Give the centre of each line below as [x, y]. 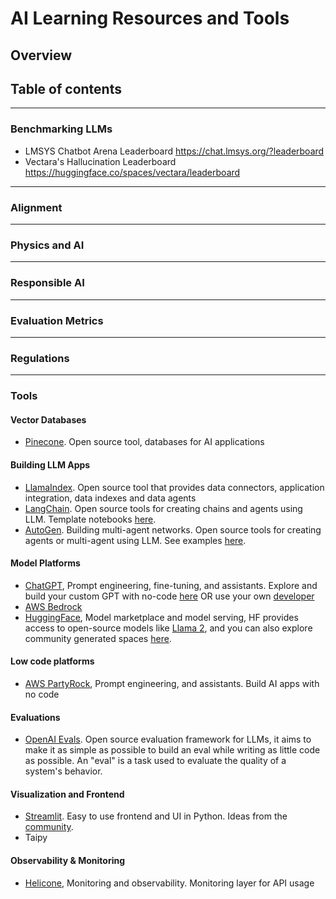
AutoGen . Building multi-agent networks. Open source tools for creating [173, 529]
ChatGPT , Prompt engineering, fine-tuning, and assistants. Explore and [171, 585]
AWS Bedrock [53, 606]
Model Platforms [45, 563]
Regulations [40, 358]
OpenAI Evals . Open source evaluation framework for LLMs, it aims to [168, 739]
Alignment [36, 207]
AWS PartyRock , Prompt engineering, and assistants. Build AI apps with [172, 683]
